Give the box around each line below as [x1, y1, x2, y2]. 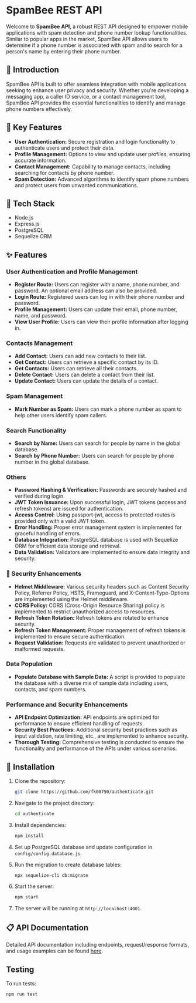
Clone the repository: [14, 777, 66, 784]
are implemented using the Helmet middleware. [14, 595, 129, 602]
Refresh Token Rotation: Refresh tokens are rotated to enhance [14, 614, 169, 621]
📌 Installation [6, 762, 55, 772]
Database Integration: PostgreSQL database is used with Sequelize [14, 536, 178, 543]
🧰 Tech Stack [6, 198, 55, 208]
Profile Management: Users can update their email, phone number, [14, 306, 177, 313]
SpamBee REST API [6, 4, 102, 17]
